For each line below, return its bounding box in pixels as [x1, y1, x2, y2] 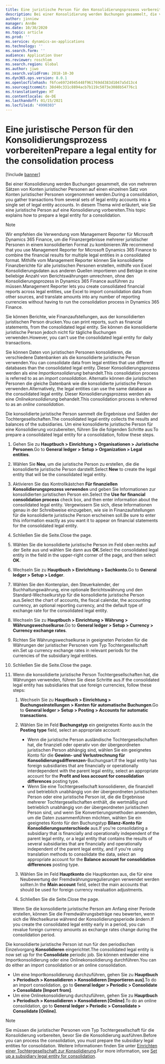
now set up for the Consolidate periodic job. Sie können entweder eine [5, 952, 149, 958]
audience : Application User [5, 52, 63, 58]
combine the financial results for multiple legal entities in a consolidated [5, 252, 150, 258]
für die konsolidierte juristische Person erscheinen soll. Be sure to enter [12, 512, 156, 518]
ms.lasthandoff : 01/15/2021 [5, 99, 63, 103]
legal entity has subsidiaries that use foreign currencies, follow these [12, 682, 152, 688]
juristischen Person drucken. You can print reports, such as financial [5, 319, 142, 325]
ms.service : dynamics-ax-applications [5, 39, 85, 44]
